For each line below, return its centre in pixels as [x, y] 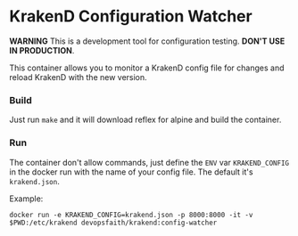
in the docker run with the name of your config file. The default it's [131, 172]
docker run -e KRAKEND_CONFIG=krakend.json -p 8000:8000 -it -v [131, 215]
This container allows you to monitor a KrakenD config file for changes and [147, 68]
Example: [26, 199]
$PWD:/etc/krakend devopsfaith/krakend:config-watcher [113, 223]
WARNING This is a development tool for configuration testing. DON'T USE [147, 41]
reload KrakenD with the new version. [78, 77]
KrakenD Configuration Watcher [131, 16]
